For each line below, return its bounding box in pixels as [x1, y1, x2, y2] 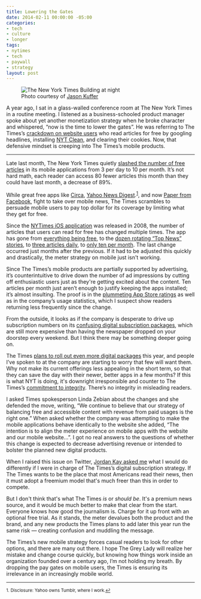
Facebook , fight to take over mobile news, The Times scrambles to [6, 197, 170, 205]
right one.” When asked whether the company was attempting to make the [6, 414, 190, 422]
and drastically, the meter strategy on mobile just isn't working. [6, 254, 162, 261]
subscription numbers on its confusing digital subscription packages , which [6, 321, 193, 329]
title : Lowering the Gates [6, 8, 74, 15]
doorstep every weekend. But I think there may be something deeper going [6, 334, 191, 341]
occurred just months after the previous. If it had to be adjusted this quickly [6, 247, 192, 254]
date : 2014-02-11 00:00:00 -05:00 [6, 14, 93, 20]
